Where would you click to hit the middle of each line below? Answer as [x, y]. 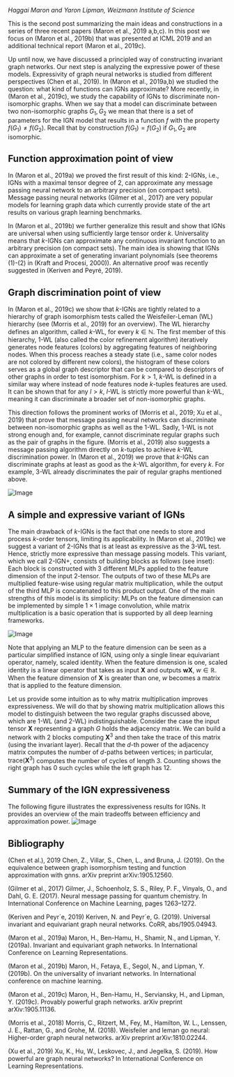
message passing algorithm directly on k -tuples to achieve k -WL [101, 450]
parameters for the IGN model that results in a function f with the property [114, 120]
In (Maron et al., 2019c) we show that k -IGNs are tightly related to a [104, 309]
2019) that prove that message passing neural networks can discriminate [112, 420]
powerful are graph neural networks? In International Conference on [106, 1058]
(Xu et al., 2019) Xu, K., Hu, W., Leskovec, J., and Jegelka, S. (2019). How [113, 1051]
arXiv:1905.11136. [32, 1009]
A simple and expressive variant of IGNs [96, 514]
